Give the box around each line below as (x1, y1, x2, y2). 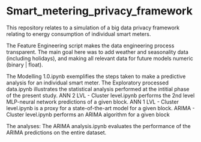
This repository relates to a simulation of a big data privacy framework (6, 24, 180, 31)
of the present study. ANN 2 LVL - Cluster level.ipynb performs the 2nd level (6, 92, 195, 99)
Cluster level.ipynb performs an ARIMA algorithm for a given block (6, 111, 170, 118)
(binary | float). (6, 61, 43, 68)
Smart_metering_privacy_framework (6, 4, 193, 18)
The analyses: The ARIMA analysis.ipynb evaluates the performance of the (6, 122, 191, 129)
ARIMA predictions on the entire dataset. (6, 129, 107, 136)
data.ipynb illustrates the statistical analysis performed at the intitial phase (6, 85, 190, 92)
